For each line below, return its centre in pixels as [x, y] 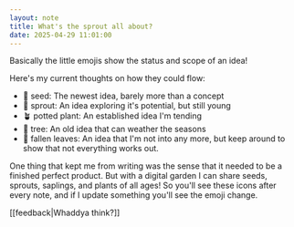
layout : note [34, 18]
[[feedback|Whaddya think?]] [65, 213]
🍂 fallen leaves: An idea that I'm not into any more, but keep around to [154, 139]
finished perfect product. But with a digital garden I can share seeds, [138, 176]
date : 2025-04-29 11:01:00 [61, 35]
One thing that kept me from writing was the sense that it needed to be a [146, 166]
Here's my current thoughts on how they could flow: [107, 78]
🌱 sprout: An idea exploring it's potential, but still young [126, 106]
